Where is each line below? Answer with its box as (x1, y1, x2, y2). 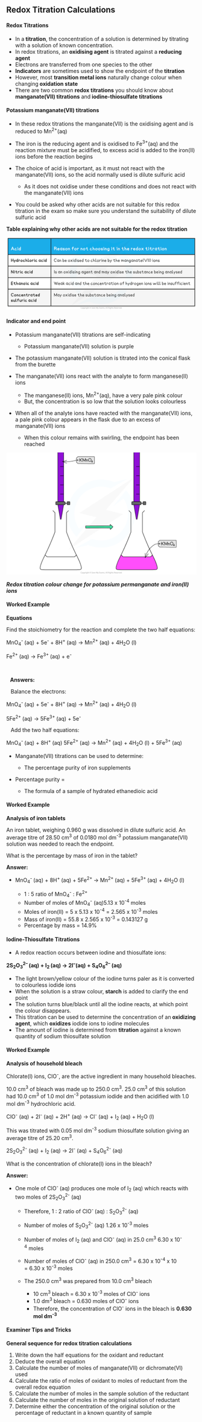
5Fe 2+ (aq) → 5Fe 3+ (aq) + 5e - (6, 713, 81, 722)
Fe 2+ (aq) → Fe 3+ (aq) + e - (6, 652, 72, 660)
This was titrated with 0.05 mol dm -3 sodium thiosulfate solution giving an (6, 1126, 190, 1134)
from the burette (14, 360, 56, 368)
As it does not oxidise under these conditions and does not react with (24, 183, 197, 190)
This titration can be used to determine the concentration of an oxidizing (14, 1013, 196, 1021)
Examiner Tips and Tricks (6, 1326, 71, 1333)
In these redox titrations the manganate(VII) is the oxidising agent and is (14, 120, 194, 127)
